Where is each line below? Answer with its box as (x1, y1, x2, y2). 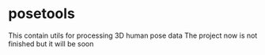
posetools (8, 5, 75, 23)
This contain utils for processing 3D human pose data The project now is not (8, 31, 258, 40)
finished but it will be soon (8, 38, 94, 48)
